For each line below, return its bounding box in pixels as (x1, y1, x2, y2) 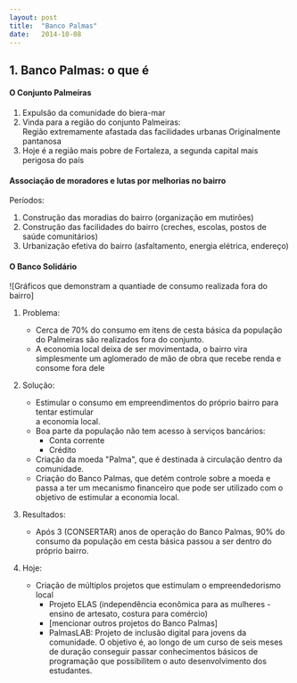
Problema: (21, 308, 61, 318)
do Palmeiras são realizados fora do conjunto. (35, 334, 205, 345)
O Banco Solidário (9, 260, 78, 272)
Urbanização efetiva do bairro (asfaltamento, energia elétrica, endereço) (21, 241, 290, 251)
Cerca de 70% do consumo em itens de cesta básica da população (35, 325, 283, 335)
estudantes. (48, 665, 93, 676)
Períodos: (9, 195, 45, 206)
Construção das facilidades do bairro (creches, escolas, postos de (21, 222, 268, 233)
